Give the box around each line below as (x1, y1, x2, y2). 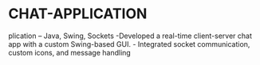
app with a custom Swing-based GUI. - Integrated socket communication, (8, 39, 250, 48)
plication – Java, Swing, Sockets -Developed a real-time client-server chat (8, 31, 253, 40)
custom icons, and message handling (8, 48, 132, 57)
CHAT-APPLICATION (8, 5, 148, 23)
